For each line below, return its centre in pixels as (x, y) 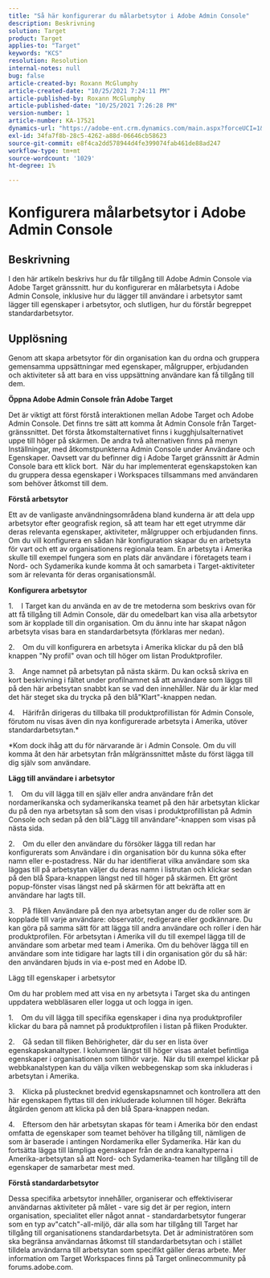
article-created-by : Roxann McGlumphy (73, 83)
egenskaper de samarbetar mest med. (72, 1167)
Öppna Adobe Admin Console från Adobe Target (91, 399)
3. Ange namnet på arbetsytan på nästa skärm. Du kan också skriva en (129, 671)
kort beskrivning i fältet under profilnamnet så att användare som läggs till (131, 680)
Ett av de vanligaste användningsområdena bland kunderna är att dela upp (132, 514)
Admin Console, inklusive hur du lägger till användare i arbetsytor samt (125, 296)
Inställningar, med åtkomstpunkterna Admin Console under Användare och (132, 449)
